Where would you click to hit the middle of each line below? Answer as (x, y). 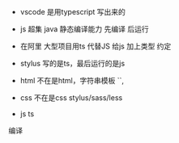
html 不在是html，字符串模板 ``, (72, 80)
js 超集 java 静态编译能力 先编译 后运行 (84, 29)
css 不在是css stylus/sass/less (71, 98)
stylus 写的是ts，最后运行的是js (72, 63)
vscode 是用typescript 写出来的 (72, 12)
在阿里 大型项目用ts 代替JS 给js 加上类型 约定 (96, 46)
